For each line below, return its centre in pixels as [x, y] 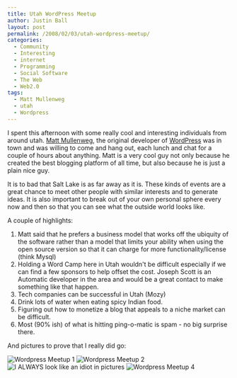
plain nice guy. [29, 170]
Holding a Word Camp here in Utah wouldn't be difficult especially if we [122, 264]
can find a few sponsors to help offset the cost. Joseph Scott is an [114, 271]
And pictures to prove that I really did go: [67, 345]
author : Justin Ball [38, 21]
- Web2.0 [27, 86]
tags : [15, 93]
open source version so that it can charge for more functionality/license [122, 249]
